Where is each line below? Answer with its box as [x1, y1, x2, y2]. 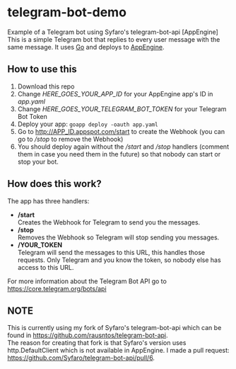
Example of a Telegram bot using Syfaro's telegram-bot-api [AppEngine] [7, 28, 219, 36]
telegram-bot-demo [7, 4, 127, 21]
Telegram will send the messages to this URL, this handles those [17, 248, 206, 256]
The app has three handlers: [7, 196, 90, 205]
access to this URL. [17, 263, 74, 271]
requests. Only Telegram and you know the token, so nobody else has [17, 256, 221, 264]
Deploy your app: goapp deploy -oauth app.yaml [17, 120, 158, 128]
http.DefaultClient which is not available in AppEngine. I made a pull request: [7, 346, 230, 355]
